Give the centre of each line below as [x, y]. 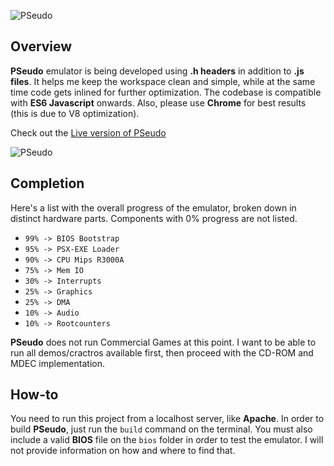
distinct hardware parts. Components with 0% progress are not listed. [154, 218]
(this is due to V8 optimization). [75, 113]
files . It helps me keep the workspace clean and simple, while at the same [163, 81]
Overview [41, 46]
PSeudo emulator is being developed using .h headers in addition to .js [157, 71]
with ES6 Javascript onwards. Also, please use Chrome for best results [158, 102]
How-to [34, 395]
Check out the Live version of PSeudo [88, 132]
